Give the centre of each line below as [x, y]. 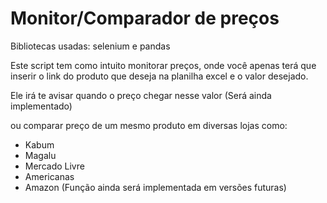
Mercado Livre [54, 166]
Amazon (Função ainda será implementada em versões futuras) [155, 187]
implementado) [41, 106]
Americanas [49, 176]
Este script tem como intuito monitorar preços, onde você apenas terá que [163, 65]
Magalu [40, 155]
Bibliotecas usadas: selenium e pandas [90, 46]
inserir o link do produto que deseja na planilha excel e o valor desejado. [159, 76]
